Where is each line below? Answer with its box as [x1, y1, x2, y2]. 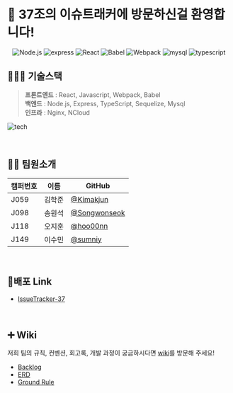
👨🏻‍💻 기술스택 [7, 70, 62, 82]
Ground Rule [17, 378, 55, 387]
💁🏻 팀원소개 [7, 159, 57, 171]
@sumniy [70, 234, 102, 244]
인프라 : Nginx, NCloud [24, 108, 91, 117]
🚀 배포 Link [7, 275, 52, 287]
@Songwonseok [70, 207, 125, 217]
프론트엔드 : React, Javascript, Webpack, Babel [24, 90, 161, 99]
